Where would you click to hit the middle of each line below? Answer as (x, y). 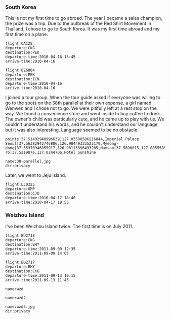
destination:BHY (22, 244)
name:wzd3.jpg (20, 307)
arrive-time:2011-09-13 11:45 (37, 280)
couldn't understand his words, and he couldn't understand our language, (82, 124)
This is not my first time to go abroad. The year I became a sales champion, (84, 18)
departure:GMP (20, 189)
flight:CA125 (19, 44)
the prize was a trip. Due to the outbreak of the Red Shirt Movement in (78, 23)
